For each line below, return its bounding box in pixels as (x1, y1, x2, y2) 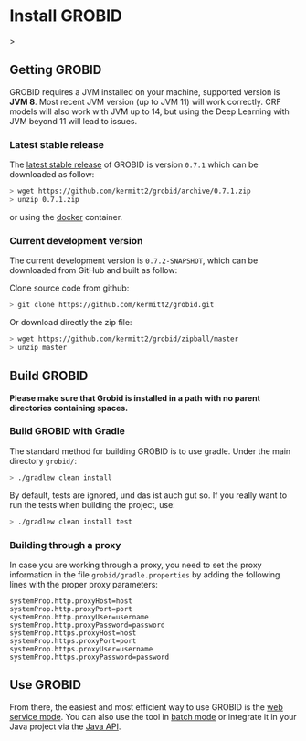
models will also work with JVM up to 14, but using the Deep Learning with (9, 106, 290, 117)
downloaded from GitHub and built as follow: (9, 265, 178, 276)
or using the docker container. (9, 211, 123, 222)
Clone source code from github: (9, 282, 130, 293)
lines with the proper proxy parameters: (9, 578, 158, 589)
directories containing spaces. (9, 402, 129, 413)
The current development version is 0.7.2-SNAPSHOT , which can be (9, 255, 259, 266)
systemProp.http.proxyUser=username (9, 612, 149, 621)
